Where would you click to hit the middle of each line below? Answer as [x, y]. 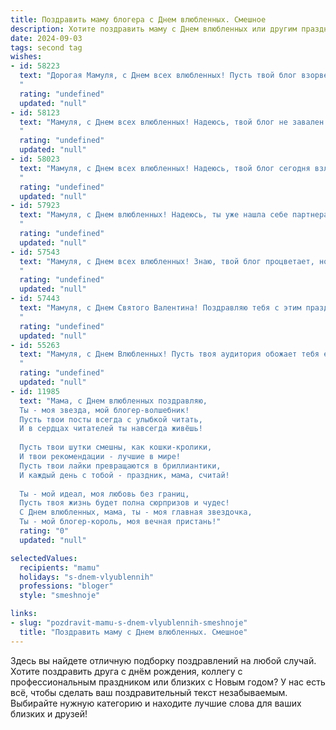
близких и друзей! [49, 713]
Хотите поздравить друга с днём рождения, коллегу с [126, 671]
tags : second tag [46, 47]
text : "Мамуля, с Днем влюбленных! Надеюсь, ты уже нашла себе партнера [174, 215]
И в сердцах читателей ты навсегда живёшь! [111, 429]
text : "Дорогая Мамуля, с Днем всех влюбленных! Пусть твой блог [158, 76]
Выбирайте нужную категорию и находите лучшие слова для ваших [156, 703]
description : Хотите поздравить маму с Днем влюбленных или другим [154, 29]
